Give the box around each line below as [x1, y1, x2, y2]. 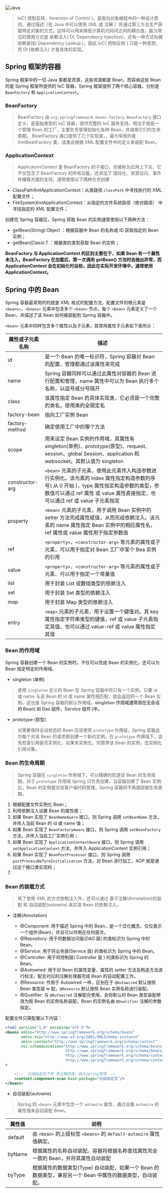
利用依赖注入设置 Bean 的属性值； [12, 808, 83, 814]
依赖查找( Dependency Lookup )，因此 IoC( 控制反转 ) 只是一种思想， [17, 40, 160, 46]
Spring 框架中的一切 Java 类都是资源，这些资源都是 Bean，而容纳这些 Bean [5, 77, 161, 83]
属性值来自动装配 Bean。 [17, 1107, 69, 1113]
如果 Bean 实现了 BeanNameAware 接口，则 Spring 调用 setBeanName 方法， [12, 814, 161, 820]
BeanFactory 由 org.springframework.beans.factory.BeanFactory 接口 [17, 114, 161, 120]
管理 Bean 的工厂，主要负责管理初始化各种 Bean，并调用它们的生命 [21, 127, 161, 133]
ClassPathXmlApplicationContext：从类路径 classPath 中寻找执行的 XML [12, 187, 162, 193]
